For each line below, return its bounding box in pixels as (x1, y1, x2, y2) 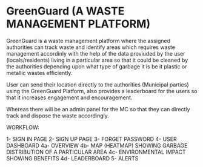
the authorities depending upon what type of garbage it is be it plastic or (6, 62, 187, 70)
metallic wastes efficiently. (6, 69, 73, 76)
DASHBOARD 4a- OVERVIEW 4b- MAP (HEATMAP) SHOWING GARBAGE (6, 142, 188, 149)
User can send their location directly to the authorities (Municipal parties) (6, 80, 189, 88)
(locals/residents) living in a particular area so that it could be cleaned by (6, 56, 188, 64)
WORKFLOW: (6, 123, 39, 131)
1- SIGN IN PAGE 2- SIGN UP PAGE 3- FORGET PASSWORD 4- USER (6, 135, 177, 143)
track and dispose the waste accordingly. (6, 112, 109, 119)
